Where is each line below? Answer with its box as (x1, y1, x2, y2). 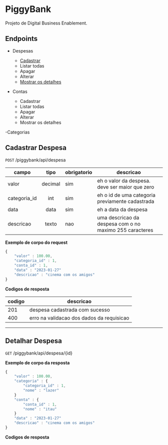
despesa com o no (97, 220, 141, 227)
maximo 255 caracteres (97, 226, 153, 233)
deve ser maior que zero (97, 183, 154, 190)
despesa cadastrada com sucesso (29, 306, 110, 313)
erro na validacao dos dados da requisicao (29, 314, 129, 321)
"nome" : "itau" (23, 406, 57, 411)
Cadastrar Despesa (5, 143, 66, 152)
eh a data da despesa (97, 206, 148, 213)
